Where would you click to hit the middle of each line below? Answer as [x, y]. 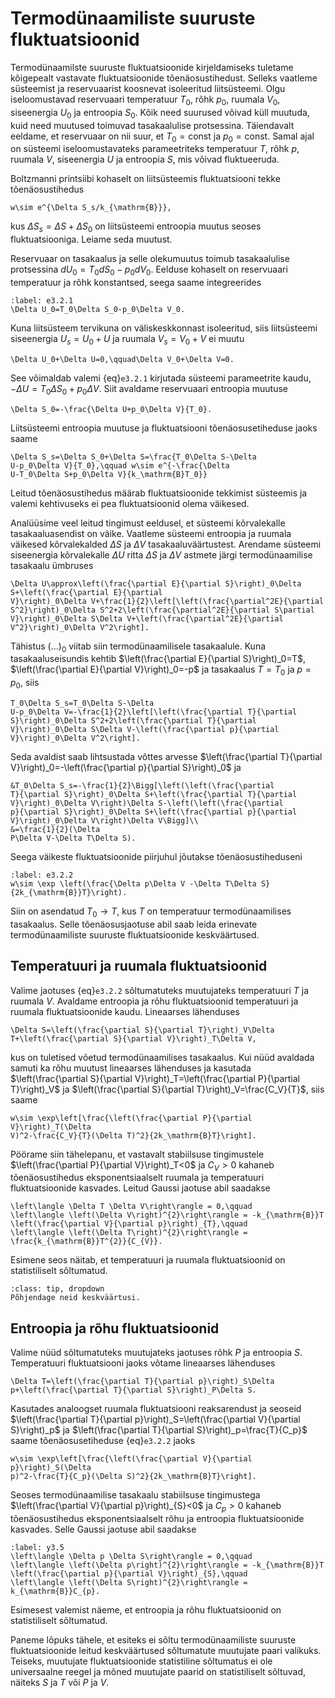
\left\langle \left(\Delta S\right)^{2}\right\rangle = [129, 1582]
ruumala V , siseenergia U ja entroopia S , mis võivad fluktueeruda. [145, 159]
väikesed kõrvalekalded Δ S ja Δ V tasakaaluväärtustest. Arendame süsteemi [166, 544]
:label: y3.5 [37, 1547]
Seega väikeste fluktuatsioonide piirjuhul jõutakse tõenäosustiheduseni [156, 856]
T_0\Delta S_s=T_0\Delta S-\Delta [82, 703]
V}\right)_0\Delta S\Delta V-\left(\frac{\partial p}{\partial [145, 729]
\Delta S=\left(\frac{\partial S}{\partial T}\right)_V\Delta [142, 1030]
